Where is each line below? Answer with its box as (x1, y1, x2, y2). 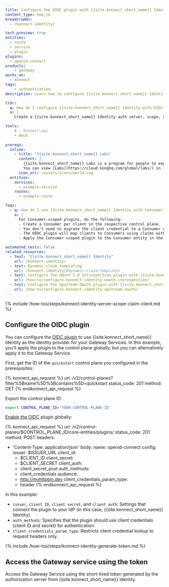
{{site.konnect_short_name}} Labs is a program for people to (23, 161, 156, 166)
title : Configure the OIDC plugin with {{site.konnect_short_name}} (5, 7, 152, 13)
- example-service (18, 184, 57, 189)
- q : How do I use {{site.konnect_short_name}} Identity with (10, 207, 143, 212)
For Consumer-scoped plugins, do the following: (18, 217, 123, 222)
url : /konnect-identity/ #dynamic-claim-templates (14, 268, 121, 273)
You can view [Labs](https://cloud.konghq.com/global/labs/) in (23, 166, 161, 171)
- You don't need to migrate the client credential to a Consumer (18, 226, 161, 232)
